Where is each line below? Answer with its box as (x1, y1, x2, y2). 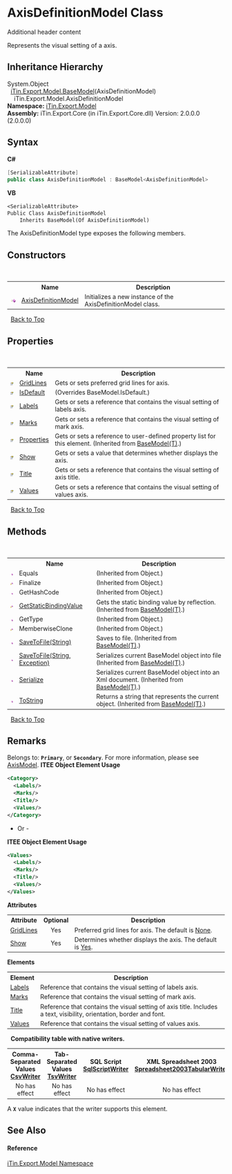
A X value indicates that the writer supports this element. (7, 1104, 168, 1112)
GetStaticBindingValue (19, 602, 83, 610)
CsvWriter (10, 1072, 41, 1081)
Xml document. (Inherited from (96, 675, 184, 683)
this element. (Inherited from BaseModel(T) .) (55, 439, 182, 447)
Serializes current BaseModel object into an (96, 668, 220, 676)
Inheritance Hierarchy (7, 61, 104, 73)
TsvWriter (47, 1072, 77, 1081)
